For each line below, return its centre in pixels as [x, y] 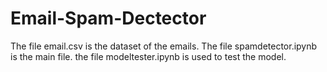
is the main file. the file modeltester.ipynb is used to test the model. [148, 56]
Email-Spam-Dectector [108, 18]
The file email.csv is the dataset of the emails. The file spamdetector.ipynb [164, 46]
